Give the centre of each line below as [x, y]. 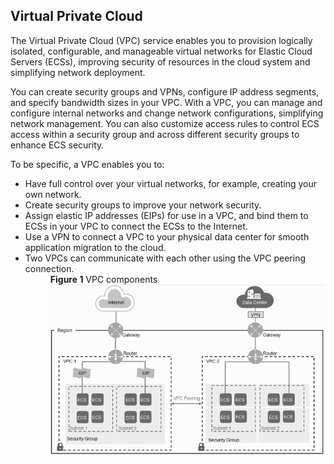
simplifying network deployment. [78, 72]
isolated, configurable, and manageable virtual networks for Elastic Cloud [161, 51]
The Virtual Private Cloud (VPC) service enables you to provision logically [161, 40]
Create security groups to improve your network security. [143, 205]
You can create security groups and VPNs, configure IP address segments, [165, 91]
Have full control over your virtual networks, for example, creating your [171, 183]
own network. [53, 194]
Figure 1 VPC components [103, 279]
